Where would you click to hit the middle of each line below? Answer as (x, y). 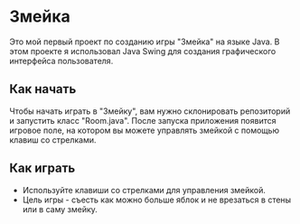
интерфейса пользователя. (61, 61)
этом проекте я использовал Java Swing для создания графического (143, 51)
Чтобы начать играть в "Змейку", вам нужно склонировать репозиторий (150, 111)
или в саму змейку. (60, 209)
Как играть (42, 168)
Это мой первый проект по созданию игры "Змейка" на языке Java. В (145, 42)
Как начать (43, 89)
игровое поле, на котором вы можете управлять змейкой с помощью (145, 130)
